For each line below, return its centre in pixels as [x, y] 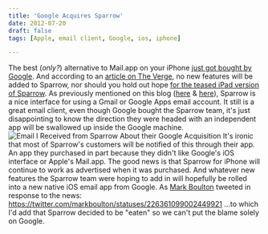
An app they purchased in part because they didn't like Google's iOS [122, 153]
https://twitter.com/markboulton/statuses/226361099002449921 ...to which [134, 204]
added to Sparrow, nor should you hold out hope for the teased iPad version [134, 85]
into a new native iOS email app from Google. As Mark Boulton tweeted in [130, 187]
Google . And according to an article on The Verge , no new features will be [131, 76]
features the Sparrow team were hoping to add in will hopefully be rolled [128, 179]
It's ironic [238, 136]
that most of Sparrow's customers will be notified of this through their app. [132, 144]
